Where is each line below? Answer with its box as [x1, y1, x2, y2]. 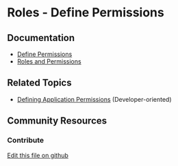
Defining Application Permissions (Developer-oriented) [16, 95, 173, 103]
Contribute [7, 135, 44, 145]
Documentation [7, 32, 75, 44]
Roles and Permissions [16, 57, 81, 66]
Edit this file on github [7, 151, 68, 159]
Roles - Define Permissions [7, 5, 164, 20]
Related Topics [7, 77, 72, 89]
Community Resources [7, 115, 107, 127]
